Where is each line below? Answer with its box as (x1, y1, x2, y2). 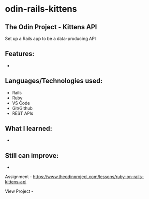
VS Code (12, 100, 30, 106)
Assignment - (5, 174, 32, 180)
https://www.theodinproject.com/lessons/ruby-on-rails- (33, 174, 144, 180)
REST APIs (12, 110, 33, 116)
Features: (5, 50, 35, 58)
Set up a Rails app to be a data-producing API (5, 36, 96, 41)
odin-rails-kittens (5, 3, 77, 15)
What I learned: (5, 125, 52, 133)
